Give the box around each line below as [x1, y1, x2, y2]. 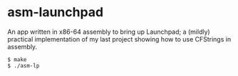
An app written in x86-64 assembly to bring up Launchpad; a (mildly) [7, 27, 210, 36]
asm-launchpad [7, 4, 104, 20]
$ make [7, 56, 27, 63]
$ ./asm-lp [7, 62, 40, 69]
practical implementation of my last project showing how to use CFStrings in [7, 34, 232, 43]
